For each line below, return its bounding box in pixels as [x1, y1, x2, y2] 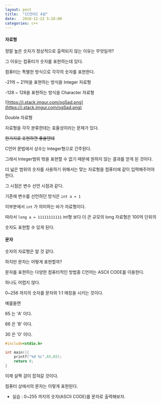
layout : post [5, 7, 32, 12]
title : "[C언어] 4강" [5, 12, 48, 17]
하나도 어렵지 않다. [5, 279, 40, 285]
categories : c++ [5, 20, 38, 26]
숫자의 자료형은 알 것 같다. [5, 248, 55, 254]
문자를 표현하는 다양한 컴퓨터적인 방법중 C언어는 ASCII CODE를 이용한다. [5, 269, 145, 275]
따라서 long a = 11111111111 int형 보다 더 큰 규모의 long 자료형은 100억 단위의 [5, 214, 157, 220]
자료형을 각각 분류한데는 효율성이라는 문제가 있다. [5, 125, 99, 131]
